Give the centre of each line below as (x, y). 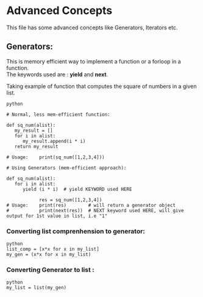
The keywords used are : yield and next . (57, 74)
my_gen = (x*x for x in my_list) (49, 255)
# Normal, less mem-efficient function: (59, 114)
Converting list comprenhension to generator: (76, 231)
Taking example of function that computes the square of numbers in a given (101, 86)
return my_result (37, 146)
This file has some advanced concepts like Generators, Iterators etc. (92, 27)
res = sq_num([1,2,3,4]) (70, 200)
